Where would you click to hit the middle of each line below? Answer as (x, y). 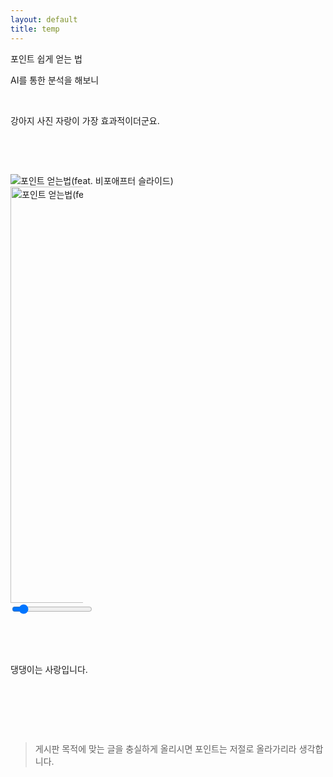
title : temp (35, 29)
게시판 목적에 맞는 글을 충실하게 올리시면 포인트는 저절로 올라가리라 (165, 748)
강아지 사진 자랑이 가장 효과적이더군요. (85, 120)
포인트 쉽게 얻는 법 (46, 58)
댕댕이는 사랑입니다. (49, 669)
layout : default (44, 19)
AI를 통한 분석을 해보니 (55, 80)
